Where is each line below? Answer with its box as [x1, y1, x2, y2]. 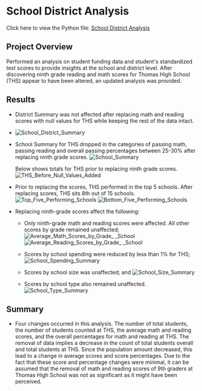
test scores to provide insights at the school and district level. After [6, 64, 172, 71]
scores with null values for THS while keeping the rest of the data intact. [14, 117, 194, 124]
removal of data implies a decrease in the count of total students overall [14, 340, 194, 347]
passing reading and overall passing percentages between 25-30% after [14, 147, 196, 154]
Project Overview [6, 42, 73, 52]
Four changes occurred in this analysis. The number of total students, [14, 320, 188, 328]
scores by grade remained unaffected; [24, 225, 119, 233]
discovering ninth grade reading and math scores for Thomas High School [6, 71, 191, 78]
